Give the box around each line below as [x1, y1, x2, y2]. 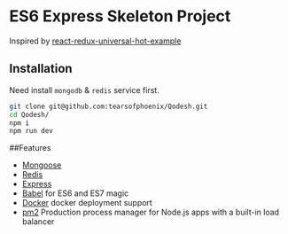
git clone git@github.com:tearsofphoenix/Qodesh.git [9, 102, 208, 111]
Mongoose [21, 160, 62, 170]
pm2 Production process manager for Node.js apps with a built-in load [21, 207, 280, 218]
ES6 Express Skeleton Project [9, 6, 231, 27]
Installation [9, 61, 73, 76]
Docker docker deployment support [21, 198, 152, 208]
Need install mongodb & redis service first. [9, 84, 160, 95]
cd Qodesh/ [9, 110, 50, 119]
